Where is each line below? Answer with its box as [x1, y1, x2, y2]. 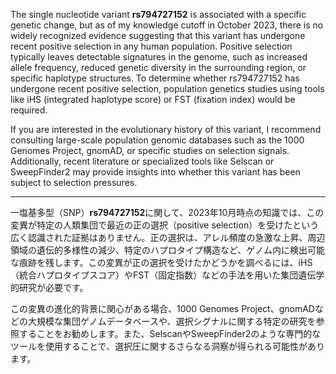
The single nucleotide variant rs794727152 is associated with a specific [10, 9, 307, 20]
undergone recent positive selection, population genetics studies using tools [10, 83, 325, 94]
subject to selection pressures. [10, 177, 138, 188]
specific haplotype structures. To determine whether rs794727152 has [10, 72, 300, 84]
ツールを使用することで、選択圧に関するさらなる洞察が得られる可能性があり [10, 340, 326, 352]
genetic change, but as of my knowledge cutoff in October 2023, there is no [10, 19, 324, 31]
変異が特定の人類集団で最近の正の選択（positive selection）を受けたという [10, 219, 320, 231]
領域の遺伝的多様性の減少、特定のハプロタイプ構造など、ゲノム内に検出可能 [10, 244, 325, 256]
